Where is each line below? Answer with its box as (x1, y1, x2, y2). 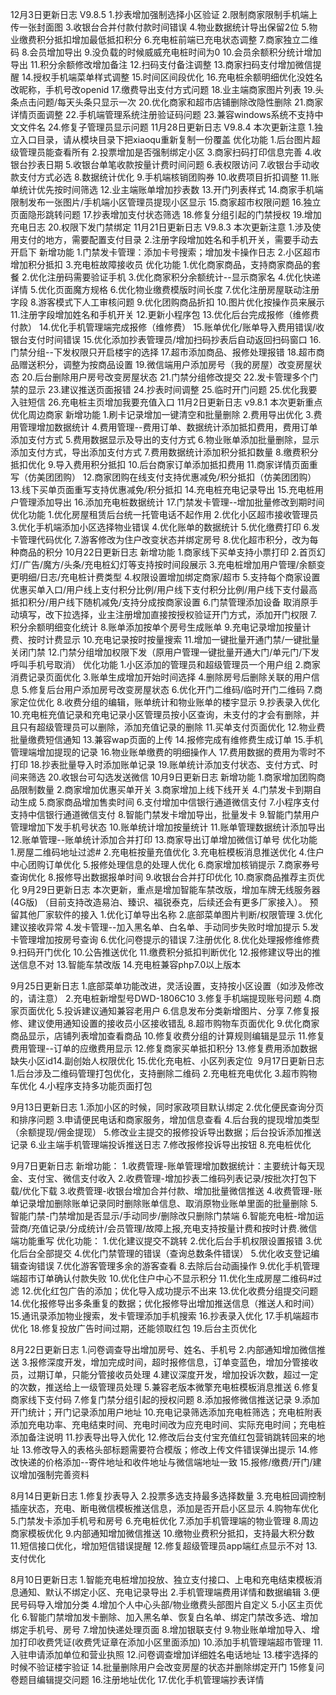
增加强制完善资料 (18, 1469, 90, 1480)
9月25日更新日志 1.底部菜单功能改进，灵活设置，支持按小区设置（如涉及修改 (10, 980, 325, 992)
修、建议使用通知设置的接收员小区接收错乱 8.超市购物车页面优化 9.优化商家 (10, 1018, 320, 1029)
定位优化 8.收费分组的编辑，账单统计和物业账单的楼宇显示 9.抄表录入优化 (18, 696, 320, 708)
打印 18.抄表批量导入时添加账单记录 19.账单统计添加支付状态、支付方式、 (10, 759, 310, 770)
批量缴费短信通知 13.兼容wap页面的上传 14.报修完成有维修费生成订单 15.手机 (10, 734, 323, 745)
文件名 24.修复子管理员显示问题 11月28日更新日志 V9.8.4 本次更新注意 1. (18, 121, 315, 133)
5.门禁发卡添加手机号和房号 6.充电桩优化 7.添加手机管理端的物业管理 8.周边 (10, 1515, 319, 1527)
